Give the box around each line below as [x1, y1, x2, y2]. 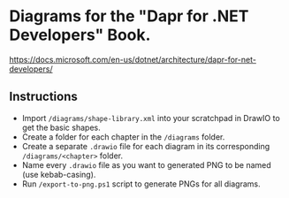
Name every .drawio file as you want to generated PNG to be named [21, 159, 271, 170]
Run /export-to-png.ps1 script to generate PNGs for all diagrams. [21, 179, 261, 189]
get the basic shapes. [21, 122, 101, 133]
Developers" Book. [9, 25, 151, 45]
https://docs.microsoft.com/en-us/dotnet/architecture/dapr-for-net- [9, 54, 256, 65]
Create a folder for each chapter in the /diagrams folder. [21, 131, 225, 142]
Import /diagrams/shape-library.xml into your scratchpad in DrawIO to [21, 112, 280, 123]
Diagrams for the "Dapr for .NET [9, 6, 249, 27]
